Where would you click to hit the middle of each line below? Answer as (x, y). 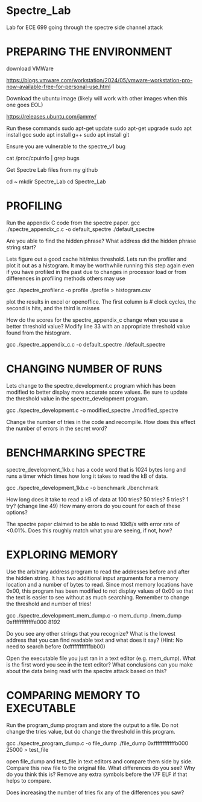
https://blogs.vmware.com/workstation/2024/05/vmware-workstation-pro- (99, 80)
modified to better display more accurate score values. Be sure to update (97, 392)
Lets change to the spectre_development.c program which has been (91, 385)
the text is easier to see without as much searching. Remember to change (98, 597)
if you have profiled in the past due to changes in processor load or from (96, 272)
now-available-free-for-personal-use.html (58, 86)
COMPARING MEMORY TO (73, 695)
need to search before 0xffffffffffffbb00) (56, 646)
